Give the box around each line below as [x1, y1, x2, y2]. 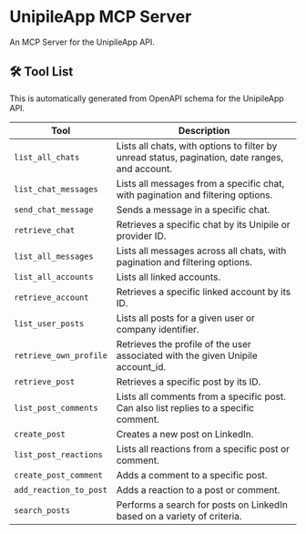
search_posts [14, 505, 71, 516]
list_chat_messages [14, 184, 98, 194]
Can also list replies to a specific [116, 401, 255, 414]
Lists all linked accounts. [116, 271, 221, 283]
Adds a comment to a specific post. [116, 468, 268, 481]
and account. [116, 162, 173, 175]
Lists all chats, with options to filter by [116, 139, 278, 152]
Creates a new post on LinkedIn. [116, 427, 254, 440]
